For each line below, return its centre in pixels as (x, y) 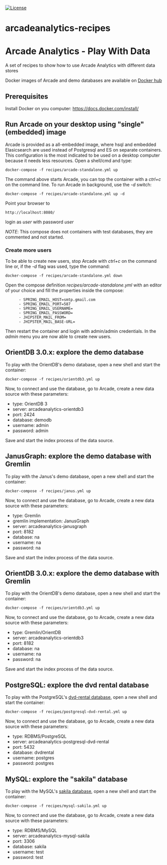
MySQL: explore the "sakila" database (66, 779)
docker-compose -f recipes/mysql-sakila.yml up (56, 806)
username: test (28, 852)
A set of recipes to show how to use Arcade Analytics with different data (80, 65)
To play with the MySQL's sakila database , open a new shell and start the (81, 791)
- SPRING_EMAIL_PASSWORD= (46, 313)
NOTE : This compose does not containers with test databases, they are (79, 231)
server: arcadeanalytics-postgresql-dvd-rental (61, 742)
